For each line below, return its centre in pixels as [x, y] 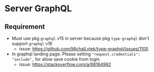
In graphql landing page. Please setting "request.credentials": [76, 54]
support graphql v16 [32, 44]
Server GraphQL [38, 9]
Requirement [25, 27]
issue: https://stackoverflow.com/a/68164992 [65, 64]
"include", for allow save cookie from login [56, 59]
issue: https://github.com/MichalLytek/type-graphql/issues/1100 [84, 49]
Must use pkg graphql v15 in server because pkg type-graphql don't [80, 38]
